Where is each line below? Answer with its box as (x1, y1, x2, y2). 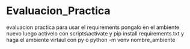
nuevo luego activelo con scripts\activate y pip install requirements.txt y (6, 30, 185, 37)
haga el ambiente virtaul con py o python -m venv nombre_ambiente (6, 36, 176, 43)
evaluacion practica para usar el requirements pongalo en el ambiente (6, 24, 180, 31)
